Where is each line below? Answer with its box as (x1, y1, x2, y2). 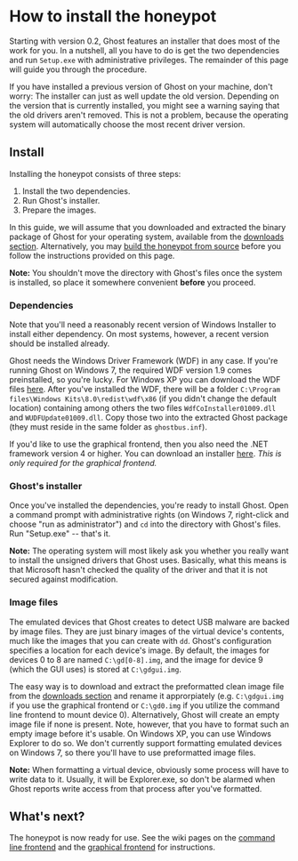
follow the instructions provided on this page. (9, 250, 175, 261)
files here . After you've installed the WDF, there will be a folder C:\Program (9, 384, 281, 395)
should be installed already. (9, 338, 110, 349)
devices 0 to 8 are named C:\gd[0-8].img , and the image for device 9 (9, 654, 264, 664)
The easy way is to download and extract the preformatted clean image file (9, 680, 285, 691)
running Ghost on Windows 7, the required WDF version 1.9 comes (9, 365, 253, 375)
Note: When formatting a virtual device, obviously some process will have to (9, 764, 289, 775)
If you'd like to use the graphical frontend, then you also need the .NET (9, 439, 269, 450)
